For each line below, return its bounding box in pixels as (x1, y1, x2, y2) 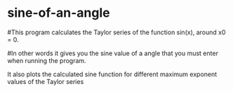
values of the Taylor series (7, 77, 84, 85)
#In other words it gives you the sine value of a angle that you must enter (7, 49, 219, 57)
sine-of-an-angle (7, 5, 110, 21)
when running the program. (7, 56, 86, 64)
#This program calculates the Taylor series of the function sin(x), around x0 (7, 28, 226, 36)
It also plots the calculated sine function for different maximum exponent (7, 70, 218, 78)
